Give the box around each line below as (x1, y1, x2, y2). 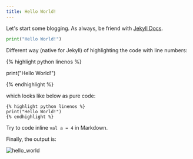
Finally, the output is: (6, 136, 57, 143)
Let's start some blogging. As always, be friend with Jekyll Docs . (6, 25, 164, 32)
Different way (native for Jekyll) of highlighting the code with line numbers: (6, 46, 188, 53)
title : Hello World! (6, 8, 57, 15)
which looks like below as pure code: (6, 92, 96, 99)
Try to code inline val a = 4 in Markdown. (6, 124, 108, 131)
